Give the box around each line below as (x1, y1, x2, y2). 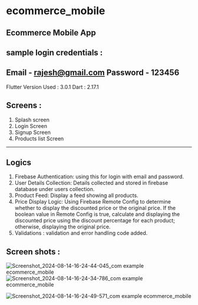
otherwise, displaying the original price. (14, 223, 111, 231)
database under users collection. (14, 186, 95, 193)
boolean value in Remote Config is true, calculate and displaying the (14, 211, 180, 218)
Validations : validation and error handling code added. (14, 229, 148, 237)
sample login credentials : (6, 47, 103, 57)
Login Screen (14, 122, 47, 129)
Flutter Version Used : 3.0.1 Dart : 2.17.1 (6, 83, 99, 90)
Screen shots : (6, 247, 61, 257)
